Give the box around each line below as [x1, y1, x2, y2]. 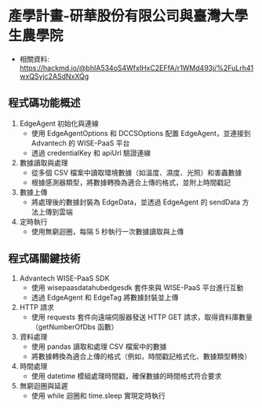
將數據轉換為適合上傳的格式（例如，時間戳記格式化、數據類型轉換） [31, 351, 252, 361]
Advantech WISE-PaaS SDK [19, 273, 110, 283]
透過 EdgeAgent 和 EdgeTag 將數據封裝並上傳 [31, 292, 179, 302]
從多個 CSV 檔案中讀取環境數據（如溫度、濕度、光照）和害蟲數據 [31, 167, 242, 177]
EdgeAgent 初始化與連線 [19, 119, 100, 128]
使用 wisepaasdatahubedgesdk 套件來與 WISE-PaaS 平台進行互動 [31, 282, 244, 292]
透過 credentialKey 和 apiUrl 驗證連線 [31, 148, 151, 157]
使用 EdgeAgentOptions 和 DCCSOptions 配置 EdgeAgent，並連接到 [31, 128, 251, 138]
